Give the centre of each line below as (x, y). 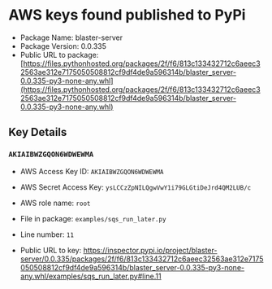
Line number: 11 (47, 234)
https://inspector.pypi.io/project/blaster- (150, 250)
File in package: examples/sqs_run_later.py (93, 218)
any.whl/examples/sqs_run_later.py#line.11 (91, 276)
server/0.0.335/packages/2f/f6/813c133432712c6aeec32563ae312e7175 (142, 259)
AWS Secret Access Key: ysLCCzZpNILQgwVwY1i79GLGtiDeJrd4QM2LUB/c (136, 187)
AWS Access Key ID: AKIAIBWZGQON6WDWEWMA (92, 171)
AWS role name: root (55, 203)
